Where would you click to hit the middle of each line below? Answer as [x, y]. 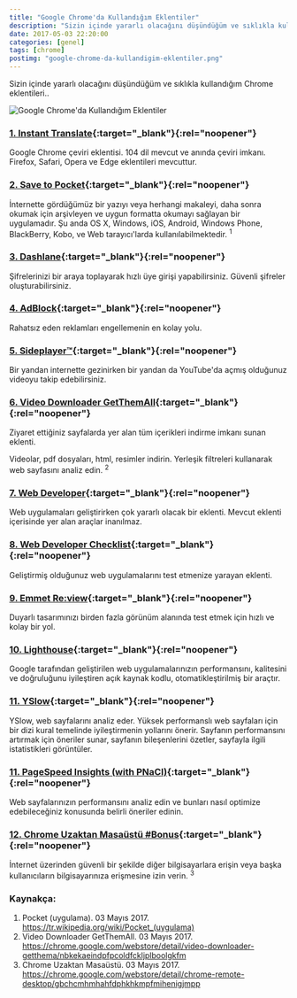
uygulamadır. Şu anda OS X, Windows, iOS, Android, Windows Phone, [136, 223]
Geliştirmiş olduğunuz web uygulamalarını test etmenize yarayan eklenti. [141, 575]
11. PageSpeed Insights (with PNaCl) [88, 771]
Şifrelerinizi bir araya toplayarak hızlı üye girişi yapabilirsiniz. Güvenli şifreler [147, 276]
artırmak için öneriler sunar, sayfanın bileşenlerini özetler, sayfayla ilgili [137, 739]
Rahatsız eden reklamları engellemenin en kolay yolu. [106, 328]
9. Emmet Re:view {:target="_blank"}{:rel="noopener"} [131, 598]
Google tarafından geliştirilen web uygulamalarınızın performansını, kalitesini [148, 669]
